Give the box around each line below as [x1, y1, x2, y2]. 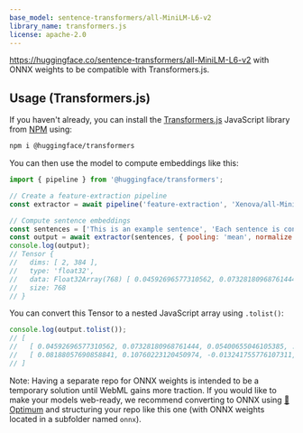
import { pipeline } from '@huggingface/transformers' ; [9, 175, 224, 185]
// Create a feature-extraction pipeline [9, 191, 168, 200]
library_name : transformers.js [9, 22, 127, 31]
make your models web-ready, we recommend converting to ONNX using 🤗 [9, 394, 290, 405]
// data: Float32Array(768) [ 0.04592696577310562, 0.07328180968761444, [9, 274, 300, 284]
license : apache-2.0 [9, 30, 87, 39]
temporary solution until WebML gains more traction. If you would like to [9, 384, 277, 395]
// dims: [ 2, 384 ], [9, 258, 99, 267]
